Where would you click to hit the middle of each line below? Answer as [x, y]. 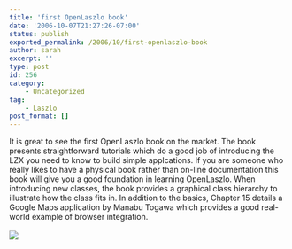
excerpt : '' [31, 58]
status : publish [39, 34]
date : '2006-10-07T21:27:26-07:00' [75, 26]
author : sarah [35, 51]
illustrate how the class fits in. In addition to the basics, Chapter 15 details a [146, 198]
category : [27, 83]
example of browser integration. [90, 217]
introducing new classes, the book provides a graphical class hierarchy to [143, 189]
